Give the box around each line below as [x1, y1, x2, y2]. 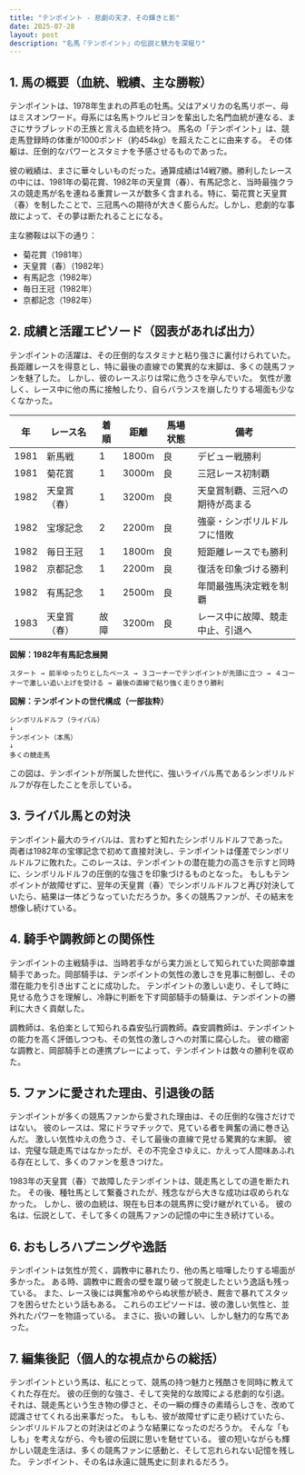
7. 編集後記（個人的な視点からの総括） [9, 1350, 224, 1366]
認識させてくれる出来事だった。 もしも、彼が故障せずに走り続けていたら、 [9, 1410, 290, 1421]
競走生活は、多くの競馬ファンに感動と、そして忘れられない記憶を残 [33, 1444, 288, 1455]
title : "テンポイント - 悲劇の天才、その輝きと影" [9, 13, 180, 23]
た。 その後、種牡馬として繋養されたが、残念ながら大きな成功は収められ [9, 1187, 282, 1198]
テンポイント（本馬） [9, 733, 77, 742]
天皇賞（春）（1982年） [22, 261, 109, 272]
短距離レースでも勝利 [197, 545, 289, 558]
